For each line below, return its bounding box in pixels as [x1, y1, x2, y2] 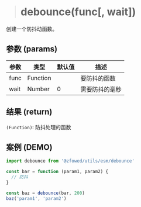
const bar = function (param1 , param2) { [6, 169, 109, 175]
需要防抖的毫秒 [80, 85, 122, 93]
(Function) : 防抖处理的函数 [6, 123, 71, 130]
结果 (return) [6, 107, 53, 117]
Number [27, 85, 50, 93]
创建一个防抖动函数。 [6, 25, 57, 32]
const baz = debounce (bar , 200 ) [6, 190, 85, 196]
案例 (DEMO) [6, 142, 53, 152]
